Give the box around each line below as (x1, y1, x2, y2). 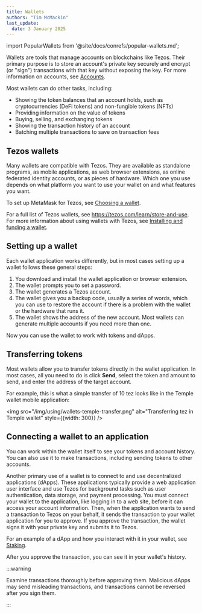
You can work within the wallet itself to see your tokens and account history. (6, 447, 196, 455)
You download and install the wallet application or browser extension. (14, 275, 188, 282)
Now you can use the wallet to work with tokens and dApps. (6, 332, 156, 339)
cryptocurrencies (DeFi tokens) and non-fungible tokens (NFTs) (14, 103, 174, 110)
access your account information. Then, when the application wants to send (6, 504, 195, 511)
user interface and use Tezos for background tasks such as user (6, 485, 166, 492)
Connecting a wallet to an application (6, 432, 149, 442)
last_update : (6, 20, 39, 26)
